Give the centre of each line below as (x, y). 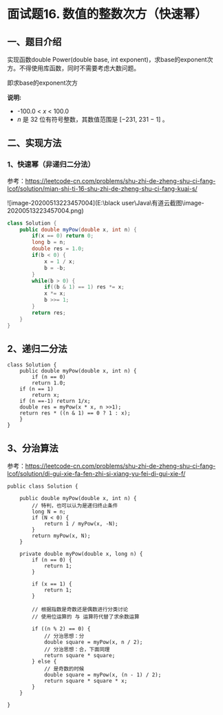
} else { (44, 662)
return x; (46, 395)
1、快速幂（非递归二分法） (51, 165)
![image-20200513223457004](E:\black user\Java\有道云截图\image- (106, 203)
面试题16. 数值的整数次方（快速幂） (107, 14)
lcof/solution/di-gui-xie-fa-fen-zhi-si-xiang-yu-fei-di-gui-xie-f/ (96, 474)
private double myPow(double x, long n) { (81, 554)
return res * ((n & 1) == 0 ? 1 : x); (75, 413)
